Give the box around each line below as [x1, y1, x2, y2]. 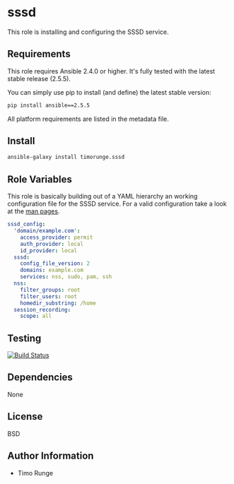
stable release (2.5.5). [7, 74, 71, 83]
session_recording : [13, 306, 71, 313]
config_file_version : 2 [20, 260, 90, 267]
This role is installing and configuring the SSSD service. [7, 28, 169, 36]
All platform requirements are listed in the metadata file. [7, 114, 170, 123]
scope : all [20, 312, 52, 320]
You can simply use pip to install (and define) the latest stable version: [7, 88, 211, 96]
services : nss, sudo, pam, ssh [20, 273, 112, 281]
